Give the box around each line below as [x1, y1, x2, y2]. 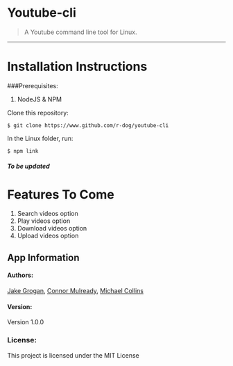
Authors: [7, 271, 33, 279]
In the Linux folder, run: [7, 134, 74, 142]
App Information [7, 251, 80, 263]
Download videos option [17, 224, 87, 233]
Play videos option [17, 217, 71, 225]
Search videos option [17, 210, 78, 218]
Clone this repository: [7, 108, 69, 117]
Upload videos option [17, 231, 79, 240]
